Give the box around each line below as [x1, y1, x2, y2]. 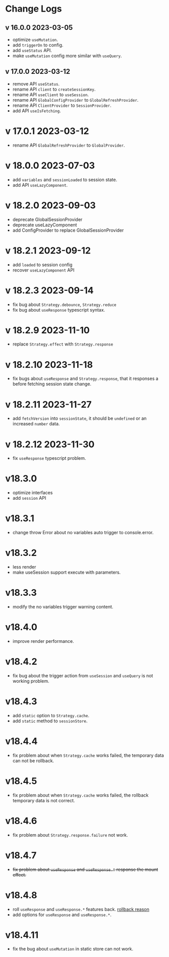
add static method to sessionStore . [12, 718, 88, 724]
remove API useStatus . [12, 80, 60, 86]
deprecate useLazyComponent [12, 222, 77, 228]
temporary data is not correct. [12, 797, 75, 803]
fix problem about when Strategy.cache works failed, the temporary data [12, 752, 164, 758]
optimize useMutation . [12, 36, 58, 42]
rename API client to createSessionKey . [12, 86, 96, 92]
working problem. [12, 678, 49, 684]
